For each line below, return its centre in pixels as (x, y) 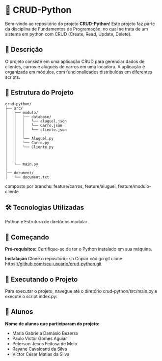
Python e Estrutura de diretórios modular (46, 222)
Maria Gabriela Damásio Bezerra (45, 333)
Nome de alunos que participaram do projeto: (52, 324)
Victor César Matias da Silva (41, 354)
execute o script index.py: (31, 296)
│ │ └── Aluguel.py (29, 138)
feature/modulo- (134, 186)
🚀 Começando (27, 237)
